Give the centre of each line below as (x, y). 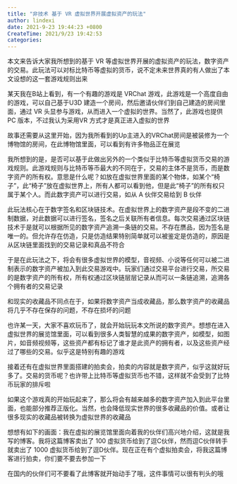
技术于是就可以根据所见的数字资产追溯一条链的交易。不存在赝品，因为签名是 (119, 228)
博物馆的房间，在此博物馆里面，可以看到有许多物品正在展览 (94, 144)
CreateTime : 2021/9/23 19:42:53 (55, 34)
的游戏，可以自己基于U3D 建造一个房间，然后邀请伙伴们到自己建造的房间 (114, 102)
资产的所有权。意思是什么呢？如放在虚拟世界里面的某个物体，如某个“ (114, 177)
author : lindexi (31, 20)
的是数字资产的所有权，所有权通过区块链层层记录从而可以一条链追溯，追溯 (115, 278)
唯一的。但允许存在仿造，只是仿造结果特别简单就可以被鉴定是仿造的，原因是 (119, 236)
